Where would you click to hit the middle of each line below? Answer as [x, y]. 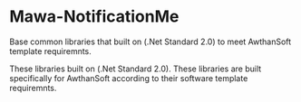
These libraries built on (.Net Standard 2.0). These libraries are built [136, 69]
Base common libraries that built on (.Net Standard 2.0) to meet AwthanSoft [150, 42]
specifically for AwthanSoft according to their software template [129, 78]
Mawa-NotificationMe [94, 17]
